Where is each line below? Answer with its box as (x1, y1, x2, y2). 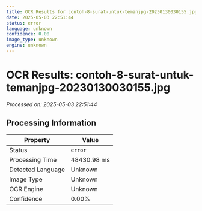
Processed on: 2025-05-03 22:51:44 (6, 100, 97, 108)
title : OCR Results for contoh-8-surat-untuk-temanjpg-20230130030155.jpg (6, 8, 198, 15)
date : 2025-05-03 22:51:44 (6, 14, 74, 20)
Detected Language (9, 165, 65, 174)
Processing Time (9, 155, 57, 164)
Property (23, 135, 50, 144)
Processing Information (6, 118, 97, 128)
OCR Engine (9, 185, 44, 193)
